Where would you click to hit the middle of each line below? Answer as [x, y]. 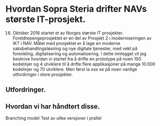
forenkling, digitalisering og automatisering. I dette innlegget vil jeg [79, 53]
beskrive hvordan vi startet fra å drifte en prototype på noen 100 [77, 59]
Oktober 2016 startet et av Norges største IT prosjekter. [68, 33]
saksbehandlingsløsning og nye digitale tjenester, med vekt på [75, 48]
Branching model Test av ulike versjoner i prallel [53, 118]
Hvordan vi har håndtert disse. [53, 106]
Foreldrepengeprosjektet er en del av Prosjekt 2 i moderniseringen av [82, 38]
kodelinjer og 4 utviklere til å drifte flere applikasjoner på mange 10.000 [84, 64]
